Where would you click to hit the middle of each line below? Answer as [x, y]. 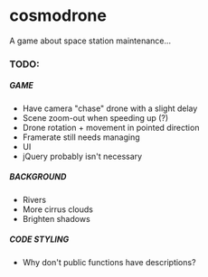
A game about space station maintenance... [90, 41]
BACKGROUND [38, 177]
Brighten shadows [56, 218]
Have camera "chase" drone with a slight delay [110, 108]
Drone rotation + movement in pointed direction [111, 127]
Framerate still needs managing [81, 137]
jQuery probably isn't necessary [82, 156]
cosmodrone [58, 16]
